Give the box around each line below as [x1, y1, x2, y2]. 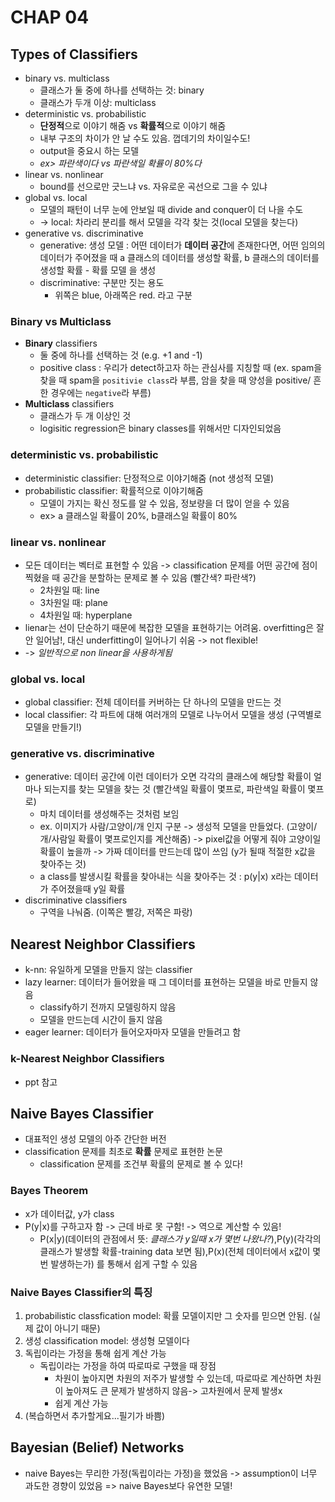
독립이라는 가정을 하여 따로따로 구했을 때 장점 [39, 1360, 217, 1371]
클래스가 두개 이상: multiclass [39, 97, 157, 108]
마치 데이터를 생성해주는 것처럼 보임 [39, 808, 180, 820]
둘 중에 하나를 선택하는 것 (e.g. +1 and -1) [39, 349, 203, 361]
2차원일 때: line [39, 584, 100, 596]
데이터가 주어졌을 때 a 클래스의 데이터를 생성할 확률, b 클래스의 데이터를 [39, 252, 320, 263]
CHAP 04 [10, 6, 90, 29]
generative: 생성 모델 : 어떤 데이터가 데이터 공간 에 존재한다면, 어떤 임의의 [39, 239, 326, 251]
